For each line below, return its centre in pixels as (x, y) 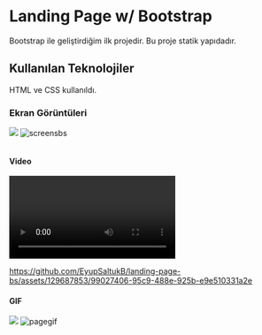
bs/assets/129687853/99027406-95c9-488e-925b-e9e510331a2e (131, 281)
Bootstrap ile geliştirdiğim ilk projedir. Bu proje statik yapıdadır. (123, 41)
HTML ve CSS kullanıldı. (53, 89)
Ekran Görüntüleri (48, 112)
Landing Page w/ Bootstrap (111, 16)
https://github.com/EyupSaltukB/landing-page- (95, 271)
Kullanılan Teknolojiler (72, 69)
